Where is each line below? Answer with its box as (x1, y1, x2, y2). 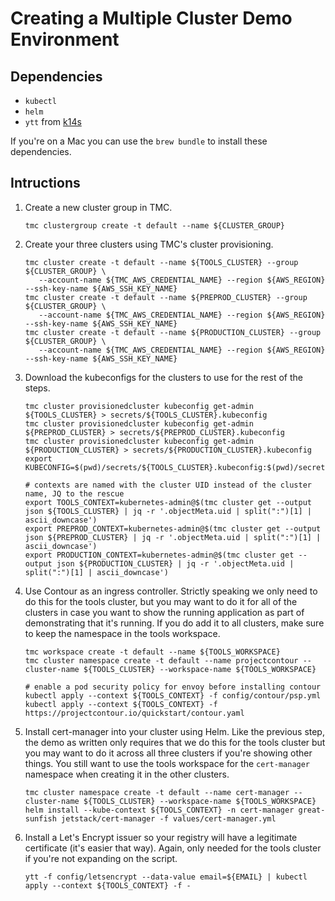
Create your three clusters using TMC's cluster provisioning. (24, 238, 274, 250)
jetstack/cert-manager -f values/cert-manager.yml (61, 813, 277, 824)
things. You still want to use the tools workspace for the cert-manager (24, 757, 311, 769)
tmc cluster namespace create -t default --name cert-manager (24, 787, 290, 797)
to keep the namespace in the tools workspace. (24, 627, 221, 639)
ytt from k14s (24, 116, 82, 127)
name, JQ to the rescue (24, 488, 125, 499)
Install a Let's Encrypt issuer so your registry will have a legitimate (24, 831, 298, 843)
